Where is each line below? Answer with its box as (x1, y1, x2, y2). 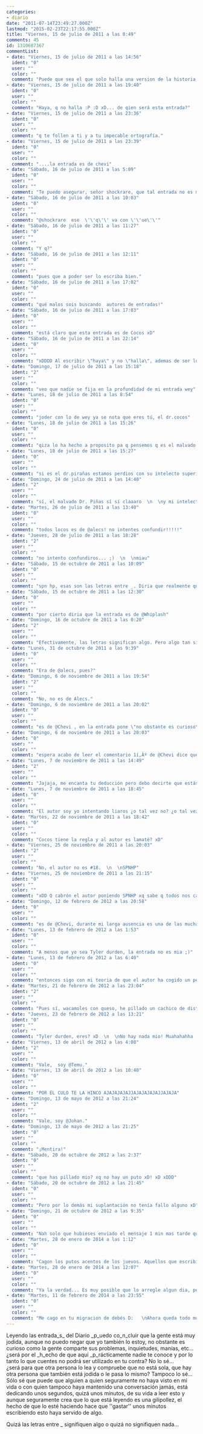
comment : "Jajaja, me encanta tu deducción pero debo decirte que (11, 780, 182, 786)
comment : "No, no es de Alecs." (11, 696, 94, 702)
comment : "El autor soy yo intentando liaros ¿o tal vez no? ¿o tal (11, 808, 188, 814)
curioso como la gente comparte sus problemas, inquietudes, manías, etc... (6, 1344, 194, 1352)
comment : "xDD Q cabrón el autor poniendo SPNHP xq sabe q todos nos (11, 893, 190, 899)
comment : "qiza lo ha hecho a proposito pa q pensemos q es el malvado (11, 443, 196, 449)
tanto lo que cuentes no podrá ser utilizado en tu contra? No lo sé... (6, 1357, 174, 1364)
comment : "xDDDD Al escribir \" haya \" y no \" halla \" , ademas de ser (11, 358, 190, 364)
